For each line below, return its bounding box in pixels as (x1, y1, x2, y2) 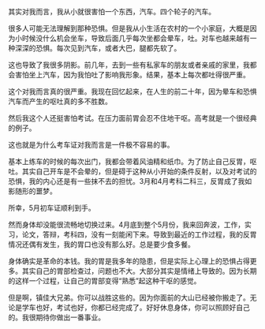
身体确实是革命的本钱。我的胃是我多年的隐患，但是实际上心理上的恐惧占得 (8, 256, 250, 266)
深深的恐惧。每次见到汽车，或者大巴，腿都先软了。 (14, 43, 181, 53)
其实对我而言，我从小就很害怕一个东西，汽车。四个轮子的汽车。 (8, 7, 215, 16)
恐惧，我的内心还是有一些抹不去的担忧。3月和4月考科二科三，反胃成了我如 (8, 177, 252, 185)
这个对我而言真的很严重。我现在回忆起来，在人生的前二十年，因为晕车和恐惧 (8, 87, 257, 96)
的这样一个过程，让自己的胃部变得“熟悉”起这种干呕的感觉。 (8, 276, 201, 286)
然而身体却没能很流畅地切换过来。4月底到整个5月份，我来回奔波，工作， (8, 220, 245, 229)
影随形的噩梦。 (8, 186, 57, 196)
